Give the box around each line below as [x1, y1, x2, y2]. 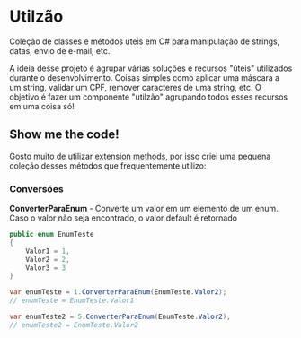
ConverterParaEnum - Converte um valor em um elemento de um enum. [9, 204, 279, 214]
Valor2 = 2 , [25, 255, 70, 264]
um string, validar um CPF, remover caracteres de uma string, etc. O [9, 82, 262, 92]
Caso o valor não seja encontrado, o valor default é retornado [9, 212, 238, 223]
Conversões [9, 182, 65, 195]
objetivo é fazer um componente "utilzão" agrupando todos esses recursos [9, 91, 288, 102]
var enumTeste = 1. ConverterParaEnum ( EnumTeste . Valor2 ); [9, 288, 227, 297]
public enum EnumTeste [9, 230, 94, 239]
